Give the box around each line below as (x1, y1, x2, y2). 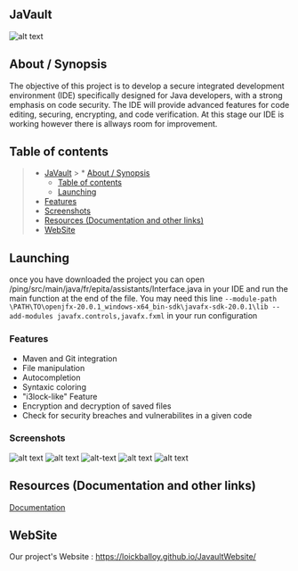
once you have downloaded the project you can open (9, 274, 205, 285)
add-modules (9, 312, 53, 321)
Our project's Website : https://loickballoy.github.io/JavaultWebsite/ (9, 551, 256, 562)
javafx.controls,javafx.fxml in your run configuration (56, 310, 258, 321)
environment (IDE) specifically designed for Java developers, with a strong (9, 89, 283, 101)
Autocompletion (21, 372, 81, 383)
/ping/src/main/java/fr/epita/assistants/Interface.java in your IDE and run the (9, 284, 289, 294)
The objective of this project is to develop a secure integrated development (9, 80, 285, 91)
